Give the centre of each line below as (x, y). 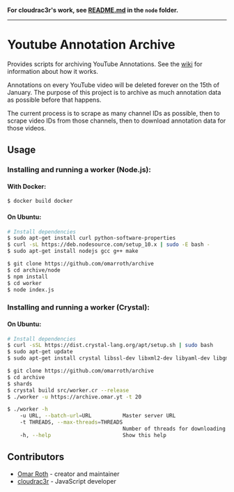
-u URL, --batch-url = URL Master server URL (98, 416)
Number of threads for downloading (174, 429)
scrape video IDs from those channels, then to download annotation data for (117, 121)
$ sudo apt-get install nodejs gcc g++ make (73, 251)
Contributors (36, 457)
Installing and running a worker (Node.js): (79, 170)
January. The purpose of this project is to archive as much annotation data (114, 92)
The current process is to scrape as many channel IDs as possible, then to (114, 113)
